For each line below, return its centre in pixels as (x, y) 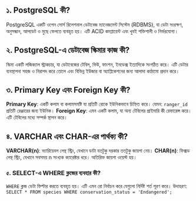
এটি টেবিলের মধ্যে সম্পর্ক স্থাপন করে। (37, 118)
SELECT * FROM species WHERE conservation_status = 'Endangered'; (89, 192)
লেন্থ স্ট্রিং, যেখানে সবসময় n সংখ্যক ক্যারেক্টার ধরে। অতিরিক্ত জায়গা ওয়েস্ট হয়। (72, 157)
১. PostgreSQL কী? (38, 10)
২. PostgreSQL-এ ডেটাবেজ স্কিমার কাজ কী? (68, 50)
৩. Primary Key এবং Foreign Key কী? (68, 90)
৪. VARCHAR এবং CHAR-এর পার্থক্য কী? (67, 136)
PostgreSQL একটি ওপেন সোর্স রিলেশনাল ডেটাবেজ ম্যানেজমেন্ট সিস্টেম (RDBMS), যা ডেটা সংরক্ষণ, (95, 24)
